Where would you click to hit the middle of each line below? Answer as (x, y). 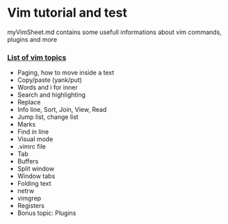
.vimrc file (32, 147)
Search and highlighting (51, 95)
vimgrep (29, 198)
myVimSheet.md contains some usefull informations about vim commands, (115, 32)
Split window (35, 169)
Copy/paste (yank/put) (49, 80)
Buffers (28, 161)
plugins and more (32, 39)
